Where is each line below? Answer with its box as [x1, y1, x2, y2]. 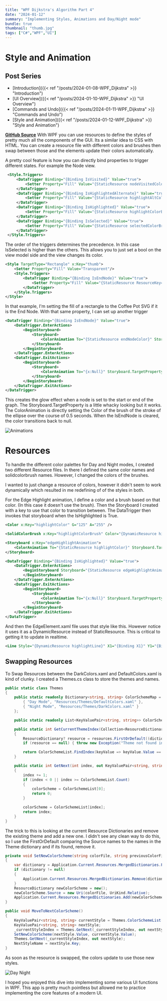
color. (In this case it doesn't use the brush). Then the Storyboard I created [5, 502, 159, 508]
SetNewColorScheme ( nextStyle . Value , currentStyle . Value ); [14, 932, 137, 937]
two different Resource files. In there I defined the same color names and [5, 467, 155, 473]
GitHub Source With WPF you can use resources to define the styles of [5, 132, 152, 138]
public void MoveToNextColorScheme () [5, 909, 83, 914]
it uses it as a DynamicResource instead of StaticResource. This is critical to [5, 628, 161, 634]
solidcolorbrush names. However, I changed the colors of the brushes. [5, 472, 150, 478]
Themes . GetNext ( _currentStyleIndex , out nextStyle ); [14, 936, 126, 942]
